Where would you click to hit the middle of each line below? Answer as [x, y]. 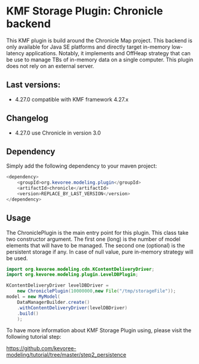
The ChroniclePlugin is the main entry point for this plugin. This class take [97, 232]
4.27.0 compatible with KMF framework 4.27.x [72, 99]
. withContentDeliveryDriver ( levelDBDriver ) [72, 308]
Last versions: [33, 85]
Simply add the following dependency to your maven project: [82, 166]
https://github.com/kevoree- [41, 348]
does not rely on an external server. [50, 66]
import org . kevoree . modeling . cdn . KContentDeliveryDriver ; [80, 269]
